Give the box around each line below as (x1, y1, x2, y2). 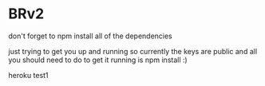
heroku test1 (8, 70, 49, 80)
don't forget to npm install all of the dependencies (8, 31, 173, 41)
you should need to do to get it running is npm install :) (8, 55, 188, 64)
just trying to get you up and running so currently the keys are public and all (8, 46, 258, 56)
